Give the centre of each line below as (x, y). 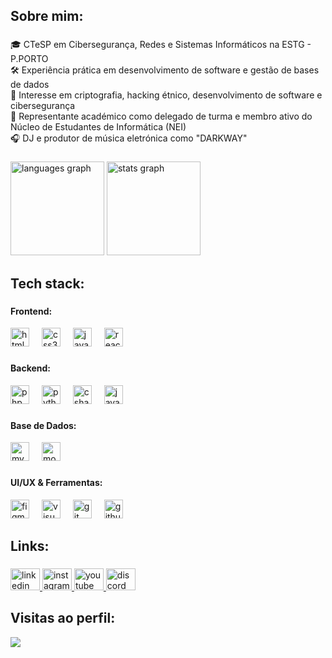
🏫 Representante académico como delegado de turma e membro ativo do (161, 116)
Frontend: (31, 311)
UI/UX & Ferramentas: (56, 483)
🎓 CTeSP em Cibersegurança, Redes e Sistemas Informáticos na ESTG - (161, 45)
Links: (30, 546)
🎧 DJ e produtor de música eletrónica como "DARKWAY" (129, 138)
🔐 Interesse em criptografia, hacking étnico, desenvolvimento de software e (166, 95)
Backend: (30, 368)
